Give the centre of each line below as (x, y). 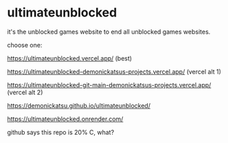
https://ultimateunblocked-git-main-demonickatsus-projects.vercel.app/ (109, 85)
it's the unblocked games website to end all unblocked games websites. (109, 32)
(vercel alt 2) (25, 92)
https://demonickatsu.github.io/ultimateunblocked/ (79, 105)
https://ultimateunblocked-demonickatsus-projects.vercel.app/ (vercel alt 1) (114, 71)
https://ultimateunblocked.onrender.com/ (65, 119)
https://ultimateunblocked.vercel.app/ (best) (70, 58)
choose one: (25, 45)
